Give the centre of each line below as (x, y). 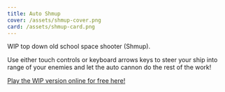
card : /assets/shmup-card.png (51, 26)
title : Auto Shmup (34, 14)
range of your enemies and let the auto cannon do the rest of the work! (109, 68)
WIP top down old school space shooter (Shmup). (79, 47)
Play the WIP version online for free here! (66, 81)
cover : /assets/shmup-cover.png (54, 20)
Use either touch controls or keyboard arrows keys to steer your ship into (112, 60)
